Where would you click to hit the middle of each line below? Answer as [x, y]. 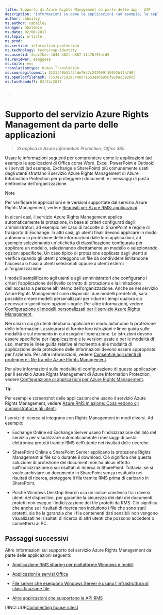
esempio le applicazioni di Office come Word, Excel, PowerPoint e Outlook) [80, 163]
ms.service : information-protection [42, 46]
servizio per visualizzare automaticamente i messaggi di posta [74, 437]
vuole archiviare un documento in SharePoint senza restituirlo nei [77, 473]
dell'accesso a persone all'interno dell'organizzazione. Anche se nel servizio [81, 288]
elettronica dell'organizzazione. [36, 183]
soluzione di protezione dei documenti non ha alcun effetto [71, 462]
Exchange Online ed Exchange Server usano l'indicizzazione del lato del [84, 432]
